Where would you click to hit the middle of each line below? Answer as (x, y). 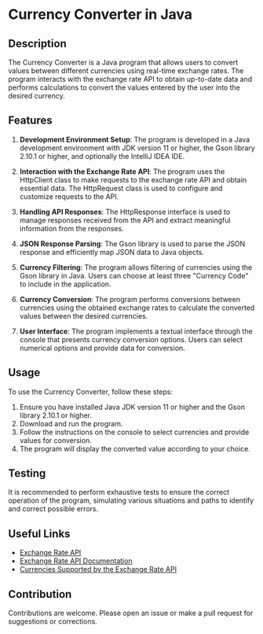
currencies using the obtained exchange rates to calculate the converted (137, 308)
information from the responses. (71, 228)
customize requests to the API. (69, 196)
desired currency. (37, 96)
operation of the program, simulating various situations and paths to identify (131, 500)
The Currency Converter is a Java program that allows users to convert (123, 62)
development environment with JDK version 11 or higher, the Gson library (137, 148)
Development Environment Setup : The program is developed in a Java (135, 139)
